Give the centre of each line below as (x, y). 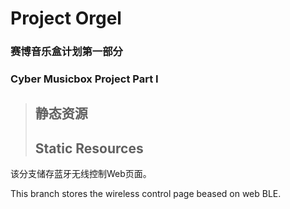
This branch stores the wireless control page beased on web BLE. (146, 194)
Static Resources (89, 148)
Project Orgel (66, 18)
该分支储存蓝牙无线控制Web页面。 (81, 174)
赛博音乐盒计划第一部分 (66, 52)
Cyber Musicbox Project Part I (84, 79)
